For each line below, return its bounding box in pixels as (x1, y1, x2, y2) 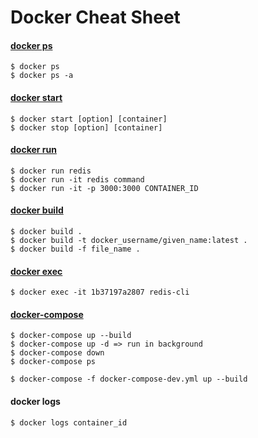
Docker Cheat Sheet (10, 6, 181, 29)
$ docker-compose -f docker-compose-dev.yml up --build (10, 374, 248, 385)
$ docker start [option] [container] (10, 114, 168, 124)
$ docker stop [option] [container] (10, 122, 163, 133)
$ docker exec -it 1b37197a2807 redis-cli (10, 287, 190, 298)
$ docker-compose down (10, 348, 105, 358)
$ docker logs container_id (10, 417, 128, 428)
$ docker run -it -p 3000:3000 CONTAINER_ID (10, 183, 199, 193)
